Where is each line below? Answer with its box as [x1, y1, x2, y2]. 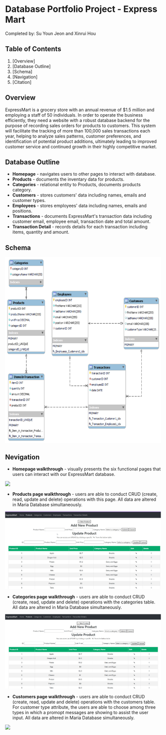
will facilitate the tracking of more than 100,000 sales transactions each [5, 128, 151, 134]
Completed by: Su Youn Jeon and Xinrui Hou [5, 30, 96, 36]
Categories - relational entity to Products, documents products [12, 182, 141, 188]
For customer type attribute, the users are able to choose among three [12, 704, 156, 710]
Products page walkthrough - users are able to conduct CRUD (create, [12, 491, 158, 497]
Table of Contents [5, 45, 62, 53]
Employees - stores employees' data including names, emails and [12, 202, 147, 209]
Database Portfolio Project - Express [5, 3, 158, 15]
